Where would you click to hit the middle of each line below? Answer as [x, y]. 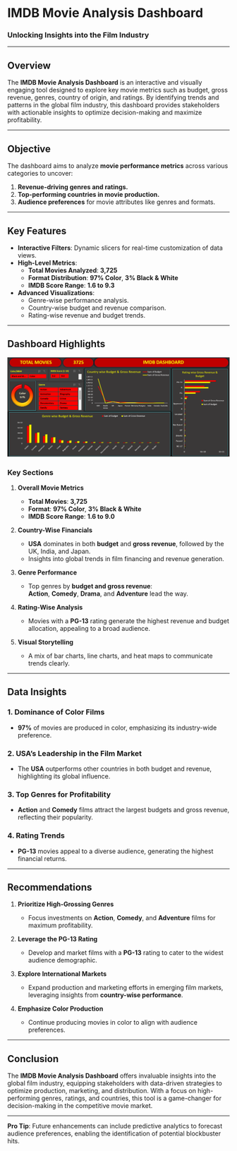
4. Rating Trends [36, 836]
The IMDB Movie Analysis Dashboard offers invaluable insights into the [112, 1076]
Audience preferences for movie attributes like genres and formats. [116, 202]
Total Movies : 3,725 [58, 501]
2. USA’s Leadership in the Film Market [75, 753]
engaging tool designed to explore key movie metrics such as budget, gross [117, 90]
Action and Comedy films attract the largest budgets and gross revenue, [123, 810]
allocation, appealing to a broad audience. [89, 628]
